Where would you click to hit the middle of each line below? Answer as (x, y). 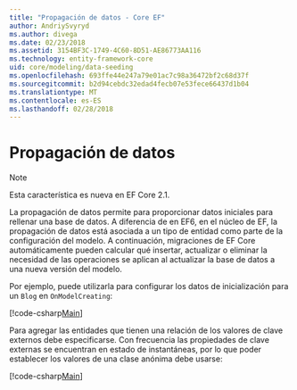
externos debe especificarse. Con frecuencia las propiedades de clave (140, 340)
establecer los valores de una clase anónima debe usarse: (116, 359)
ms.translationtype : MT (54, 92)
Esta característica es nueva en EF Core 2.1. (90, 195)
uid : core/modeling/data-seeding (71, 68)
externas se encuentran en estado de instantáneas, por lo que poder (135, 350)
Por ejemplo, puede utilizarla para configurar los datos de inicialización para (149, 286)
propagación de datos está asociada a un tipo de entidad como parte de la (146, 231)
